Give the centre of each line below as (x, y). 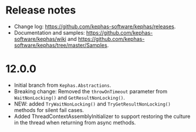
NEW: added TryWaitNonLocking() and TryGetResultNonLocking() (92, 104)
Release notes (41, 10)
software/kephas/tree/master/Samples (60, 45)
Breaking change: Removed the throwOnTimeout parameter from (91, 91)
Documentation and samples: (50, 32)
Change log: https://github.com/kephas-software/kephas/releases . (95, 26)
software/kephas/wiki (40, 39)
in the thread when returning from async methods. (75, 122)
